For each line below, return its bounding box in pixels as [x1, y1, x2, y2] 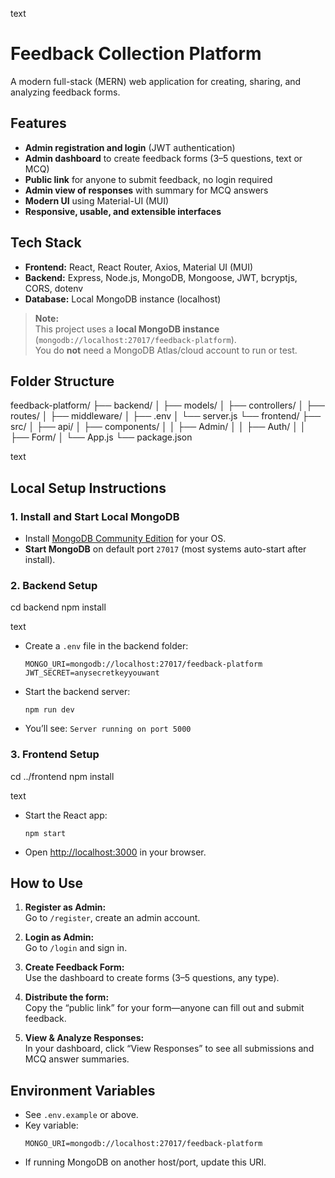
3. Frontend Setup [10, 748, 100, 762]
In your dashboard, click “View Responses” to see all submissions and [24, 1043, 315, 1055]
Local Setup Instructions [10, 479, 167, 497]
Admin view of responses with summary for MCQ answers [24, 184, 269, 196]
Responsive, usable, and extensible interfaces [24, 205, 222, 217]
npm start [24, 828, 67, 838]
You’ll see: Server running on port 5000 [24, 723, 192, 735]
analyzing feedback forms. [10, 86, 121, 98]
